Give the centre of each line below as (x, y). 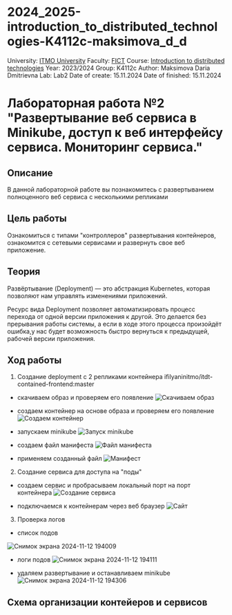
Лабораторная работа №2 (86, 103)
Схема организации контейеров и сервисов (107, 602)
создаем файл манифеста (55, 445)
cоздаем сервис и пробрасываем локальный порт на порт (104, 486)
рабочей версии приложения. (51, 338)
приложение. (27, 250)
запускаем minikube (47, 432)
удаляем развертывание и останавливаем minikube (94, 573)
